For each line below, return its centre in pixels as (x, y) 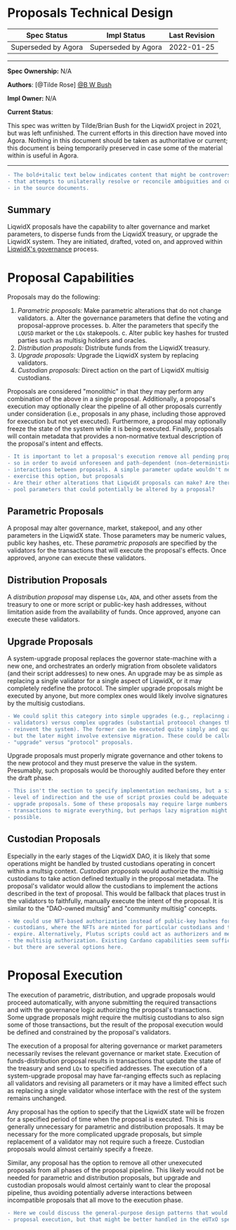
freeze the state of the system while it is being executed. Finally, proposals (115, 429)
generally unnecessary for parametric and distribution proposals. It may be (116, 1127)
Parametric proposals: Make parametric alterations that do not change (119, 311)
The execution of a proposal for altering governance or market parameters (115, 1046)
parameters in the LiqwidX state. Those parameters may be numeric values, (117, 536)
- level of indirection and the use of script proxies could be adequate (118, 798)
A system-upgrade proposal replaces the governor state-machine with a (112, 658)
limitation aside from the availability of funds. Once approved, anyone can (114, 612)
